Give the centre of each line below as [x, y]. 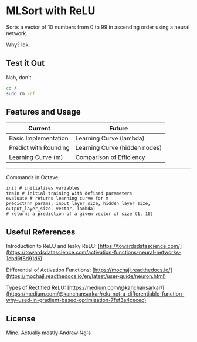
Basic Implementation [39, 138]
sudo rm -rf [21, 93]
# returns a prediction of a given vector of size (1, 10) [80, 214]
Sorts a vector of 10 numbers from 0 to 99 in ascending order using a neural [98, 27]
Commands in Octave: [33, 177]
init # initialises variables [43, 188]
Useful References [41, 232]
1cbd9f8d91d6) [24, 259]
